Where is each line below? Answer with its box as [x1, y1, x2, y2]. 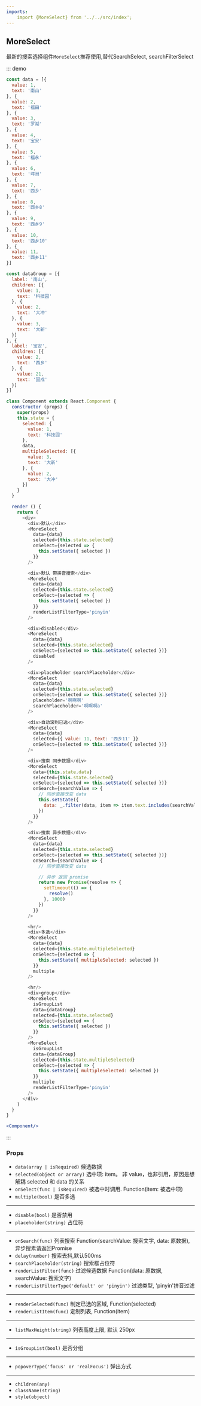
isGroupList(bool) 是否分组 [14, 1344, 84, 1352]
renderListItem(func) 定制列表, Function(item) [14, 1308, 130, 1315]
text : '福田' [11, 104, 42, 111]
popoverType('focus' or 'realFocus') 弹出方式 [14, 1363, 132, 1370]
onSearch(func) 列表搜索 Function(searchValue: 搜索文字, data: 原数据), [14, 1237, 190, 1245]
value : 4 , [11, 132, 36, 138]
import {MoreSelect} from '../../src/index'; [17, 14, 133, 20]
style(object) [14, 1394, 50, 1400]
